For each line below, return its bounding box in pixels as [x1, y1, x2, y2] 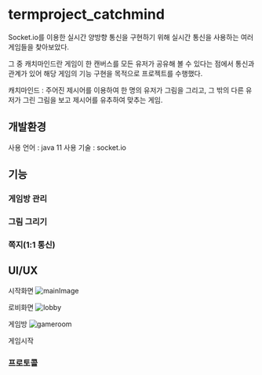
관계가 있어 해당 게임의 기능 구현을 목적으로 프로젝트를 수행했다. [8, 68, 203, 78]
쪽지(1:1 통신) [8, 239, 56, 250]
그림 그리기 [8, 216, 48, 227]
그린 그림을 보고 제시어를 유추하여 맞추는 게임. [22, 95, 163, 104]
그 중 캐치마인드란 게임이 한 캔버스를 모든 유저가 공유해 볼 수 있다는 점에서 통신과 [8, 59, 255, 68]
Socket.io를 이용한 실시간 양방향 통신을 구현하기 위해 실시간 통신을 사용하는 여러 [8, 32, 253, 42]
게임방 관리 [8, 194, 48, 205]
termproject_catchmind [8, 5, 165, 24]
